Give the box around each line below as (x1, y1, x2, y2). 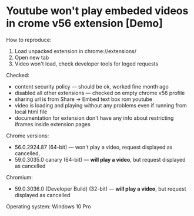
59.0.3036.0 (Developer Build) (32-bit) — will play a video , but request (14, 185, 186, 192)
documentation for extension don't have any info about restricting (14, 114, 174, 122)
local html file (14, 108, 48, 115)
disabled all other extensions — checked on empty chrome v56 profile (14, 89, 185, 96)
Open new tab (14, 54, 49, 61)
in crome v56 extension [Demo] (6, 17, 163, 30)
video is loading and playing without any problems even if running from (14, 102, 187, 109)
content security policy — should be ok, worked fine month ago (14, 83, 169, 90)
